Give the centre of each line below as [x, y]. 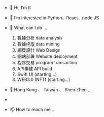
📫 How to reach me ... [33, 109]
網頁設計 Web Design [39, 50]
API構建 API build [35, 69]
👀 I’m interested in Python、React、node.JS [54, 18]
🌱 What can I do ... [29, 28]
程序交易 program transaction [47, 62]
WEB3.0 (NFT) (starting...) [44, 79]
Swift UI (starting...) [37, 74]
